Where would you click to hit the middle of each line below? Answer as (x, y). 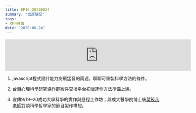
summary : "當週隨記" (25, 14)
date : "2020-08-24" (25, 28)
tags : (11, 19)
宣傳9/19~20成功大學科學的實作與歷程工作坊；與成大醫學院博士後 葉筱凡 (86, 100)
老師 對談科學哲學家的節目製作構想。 (49, 106)
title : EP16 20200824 (27, 10)
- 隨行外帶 (15, 23)
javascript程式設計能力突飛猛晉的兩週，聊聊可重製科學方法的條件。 (81, 78)
